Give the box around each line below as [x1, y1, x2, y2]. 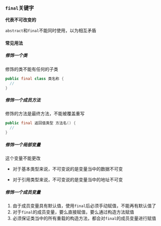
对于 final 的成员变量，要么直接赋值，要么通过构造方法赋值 [12, 209, 134, 215]
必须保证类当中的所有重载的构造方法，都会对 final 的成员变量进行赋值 [12, 215, 156, 221]
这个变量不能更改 [5, 155, 41, 162]
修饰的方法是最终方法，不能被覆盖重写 [5, 111, 85, 117]
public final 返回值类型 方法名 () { [5, 121, 76, 126]
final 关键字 [5, 4, 34, 11]
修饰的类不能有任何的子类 [5, 66, 58, 72]
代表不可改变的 [5, 17, 36, 23]
